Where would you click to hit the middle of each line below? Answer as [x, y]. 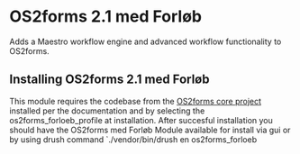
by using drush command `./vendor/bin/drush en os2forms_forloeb [133, 139]
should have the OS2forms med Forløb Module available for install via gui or [150, 130]
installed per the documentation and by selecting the [107, 111]
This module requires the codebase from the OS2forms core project [136, 101]
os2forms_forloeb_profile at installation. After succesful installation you [141, 120]
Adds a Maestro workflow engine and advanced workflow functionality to [145, 41]
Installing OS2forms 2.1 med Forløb [109, 80]
